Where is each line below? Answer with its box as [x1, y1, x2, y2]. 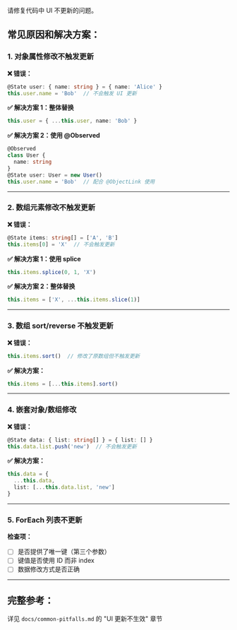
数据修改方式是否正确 [17, 565, 80, 573]
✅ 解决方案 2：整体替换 [7, 282, 75, 291]
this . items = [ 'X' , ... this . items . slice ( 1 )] [7, 296, 140, 304]
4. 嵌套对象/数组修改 [7, 405, 77, 415]
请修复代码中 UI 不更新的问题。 [7, 6, 98, 14]
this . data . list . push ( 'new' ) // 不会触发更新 [7, 443, 138, 450]
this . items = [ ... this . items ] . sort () [7, 380, 119, 387]
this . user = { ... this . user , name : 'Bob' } [7, 117, 138, 125]
